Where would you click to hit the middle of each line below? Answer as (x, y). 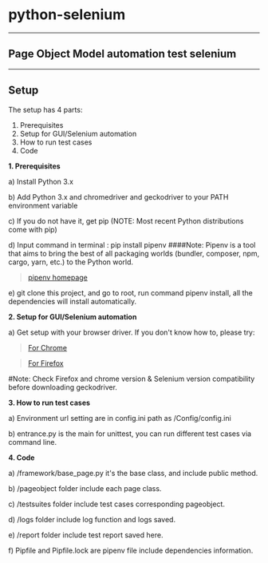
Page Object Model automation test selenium (122, 54)
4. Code (22, 458)
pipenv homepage (57, 277)
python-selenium (67, 15)
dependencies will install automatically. (73, 301)
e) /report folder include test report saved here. (86, 535)
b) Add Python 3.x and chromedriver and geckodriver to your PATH (118, 196)
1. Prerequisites (35, 166)
